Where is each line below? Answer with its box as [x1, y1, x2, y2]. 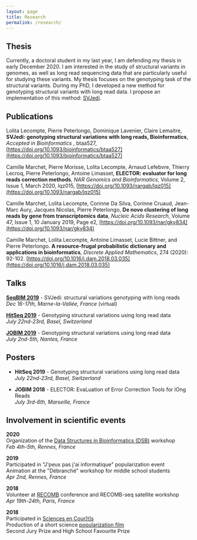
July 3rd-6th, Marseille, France [14, 398, 90, 405]
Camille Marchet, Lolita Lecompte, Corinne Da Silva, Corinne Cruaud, [6, 200, 173, 206]
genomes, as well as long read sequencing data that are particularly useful [6, 69, 187, 76]
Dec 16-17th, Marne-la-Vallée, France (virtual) [6, 300, 118, 307]
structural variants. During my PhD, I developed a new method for [6, 82, 165, 89]
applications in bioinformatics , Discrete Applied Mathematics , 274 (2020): [6, 249, 188, 256]
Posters [6, 352, 35, 362]
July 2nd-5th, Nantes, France [6, 335, 78, 342]
